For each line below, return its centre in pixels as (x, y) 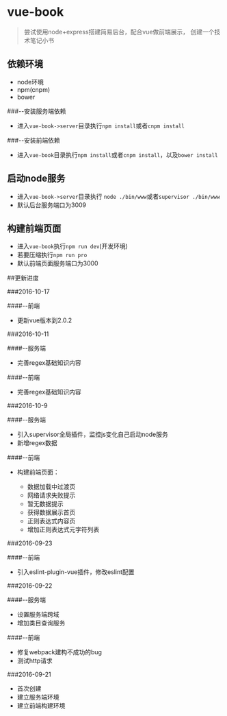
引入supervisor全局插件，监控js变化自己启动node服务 (93, 434)
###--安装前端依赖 (34, 140)
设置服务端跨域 (38, 614)
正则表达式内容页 (51, 521)
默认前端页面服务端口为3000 (57, 263)
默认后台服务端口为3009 (52, 205)
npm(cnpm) (34, 89)
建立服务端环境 (38, 697)
